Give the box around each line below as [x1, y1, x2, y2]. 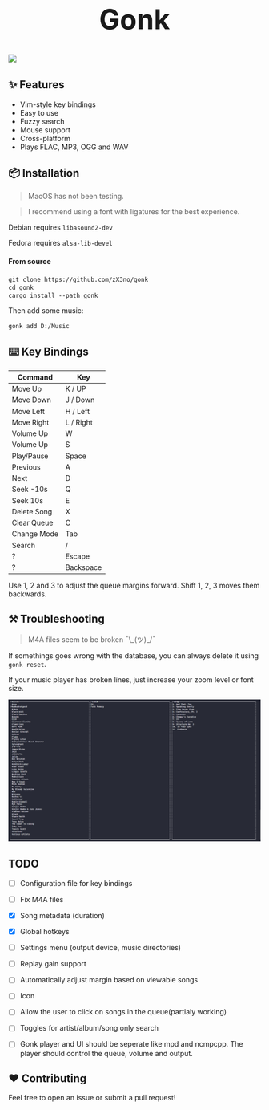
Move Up [11, 384, 42, 394]
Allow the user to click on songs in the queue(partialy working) [19, 1007, 227, 1017]
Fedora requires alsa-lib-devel [8, 238, 114, 248]
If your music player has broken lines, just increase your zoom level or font [8, 674, 254, 685]
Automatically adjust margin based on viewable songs [19, 975, 199, 985]
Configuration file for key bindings [19, 878, 133, 888]
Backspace [65, 563, 102, 572]
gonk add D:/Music [8, 322, 70, 330]
